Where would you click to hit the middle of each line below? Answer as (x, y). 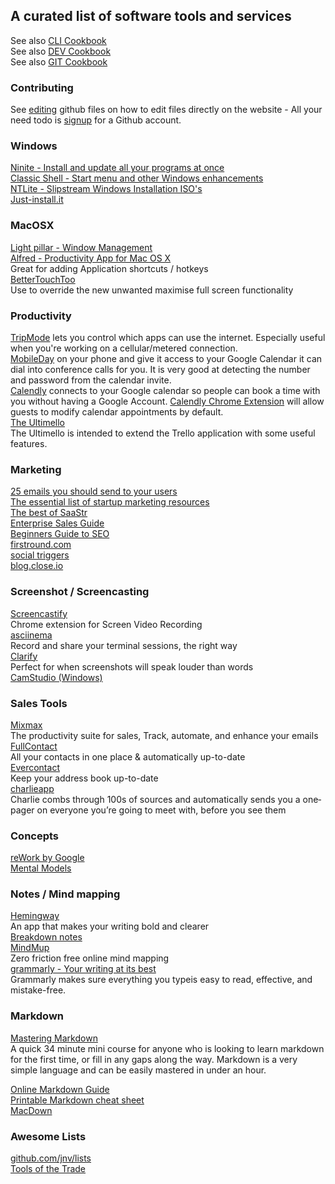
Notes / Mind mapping (65, 894)
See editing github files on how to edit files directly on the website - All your (166, 110)
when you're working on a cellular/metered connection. (124, 348)
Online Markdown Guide (60, 1089)
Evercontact (35, 767)
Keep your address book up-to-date (84, 778)
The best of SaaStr (49, 513)
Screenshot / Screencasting (80, 592)
